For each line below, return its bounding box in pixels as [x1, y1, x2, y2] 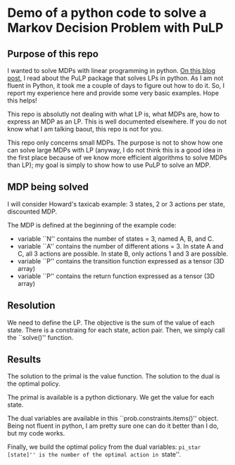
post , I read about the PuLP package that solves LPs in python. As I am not [7, 74, 224, 82]
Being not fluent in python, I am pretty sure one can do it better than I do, [7, 421, 220, 430]
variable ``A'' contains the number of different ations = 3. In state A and [17, 242, 224, 250]
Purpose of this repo [7, 48, 99, 60]
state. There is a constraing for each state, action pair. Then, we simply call [7, 325, 225, 334]
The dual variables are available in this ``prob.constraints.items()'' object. [7, 414, 219, 423]
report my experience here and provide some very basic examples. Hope [7, 89, 220, 97]
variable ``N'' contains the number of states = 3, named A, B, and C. [17, 234, 215, 243]
